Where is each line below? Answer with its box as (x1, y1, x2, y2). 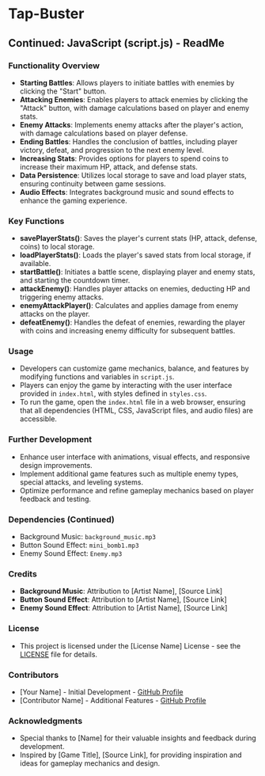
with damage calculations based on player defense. (19, 128, 188, 138)
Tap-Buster (8, 5, 85, 23)
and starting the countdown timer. (19, 276, 131, 285)
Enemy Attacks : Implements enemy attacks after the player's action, (19, 120, 244, 129)
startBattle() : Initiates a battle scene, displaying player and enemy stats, (19, 267, 256, 277)
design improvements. (19, 460, 93, 470)
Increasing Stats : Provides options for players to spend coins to (19, 154, 229, 163)
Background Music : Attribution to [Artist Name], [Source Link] (19, 587, 223, 596)
